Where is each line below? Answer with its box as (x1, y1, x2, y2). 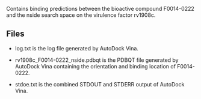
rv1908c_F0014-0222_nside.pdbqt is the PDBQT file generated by (14, 56, 179, 64)
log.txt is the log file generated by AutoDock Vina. (14, 44, 138, 52)
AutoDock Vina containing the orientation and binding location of (14, 62, 176, 70)
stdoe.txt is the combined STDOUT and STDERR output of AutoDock (14, 80, 185, 88)
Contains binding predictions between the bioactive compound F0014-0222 (6, 5, 194, 12)
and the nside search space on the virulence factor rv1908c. (6, 11, 156, 19)
